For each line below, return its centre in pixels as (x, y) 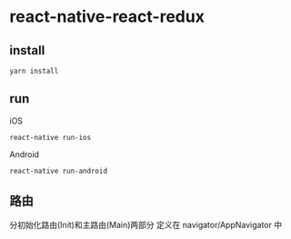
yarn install (34, 71)
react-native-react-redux (107, 17)
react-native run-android (58, 171)
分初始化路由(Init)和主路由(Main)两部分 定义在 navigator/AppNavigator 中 (146, 224)
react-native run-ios (50, 137)
